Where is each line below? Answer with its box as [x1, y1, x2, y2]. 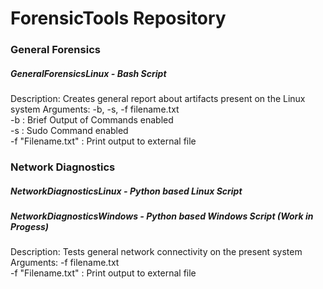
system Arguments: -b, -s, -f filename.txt [10, 103, 180, 116]
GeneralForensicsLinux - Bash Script [10, 67, 167, 79]
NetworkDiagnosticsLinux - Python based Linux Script [10, 185, 243, 197]
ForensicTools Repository [10, 7, 227, 30]
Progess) [10, 220, 50, 232]
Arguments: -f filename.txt [10, 257, 120, 269]
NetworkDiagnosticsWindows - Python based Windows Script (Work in [10, 210, 314, 222]
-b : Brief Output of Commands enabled [10, 114, 174, 126]
